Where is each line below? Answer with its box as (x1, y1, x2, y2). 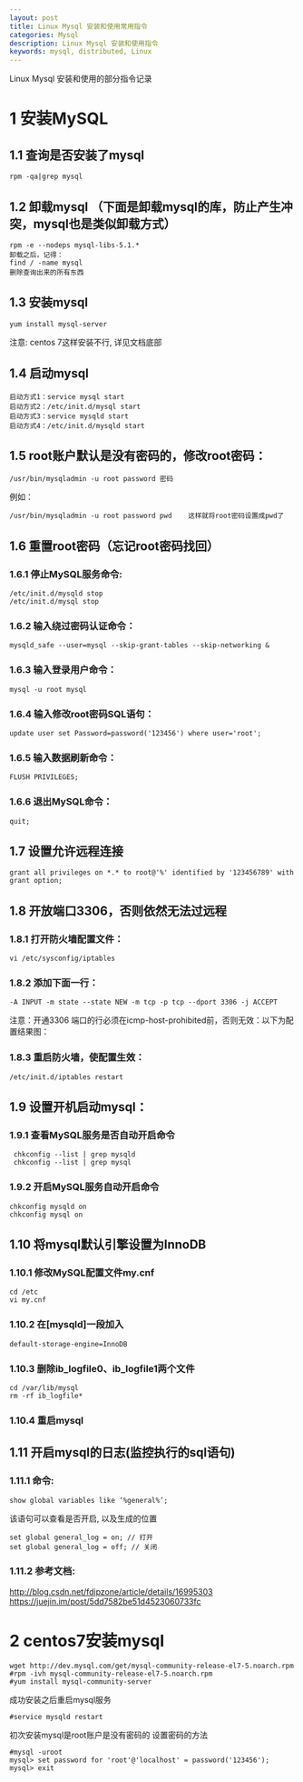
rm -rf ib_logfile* (9, 1391, 83, 1400)
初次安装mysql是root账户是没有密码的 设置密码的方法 (9, 1729, 209, 1740)
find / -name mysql (9, 258, 83, 267)
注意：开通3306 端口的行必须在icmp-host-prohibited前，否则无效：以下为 (9, 1015, 287, 1026)
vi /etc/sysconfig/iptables (9, 954, 116, 964)
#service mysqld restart (9, 1712, 103, 1721)
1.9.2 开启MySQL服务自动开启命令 (9, 1181, 160, 1194)
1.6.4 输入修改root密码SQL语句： (9, 707, 154, 720)
